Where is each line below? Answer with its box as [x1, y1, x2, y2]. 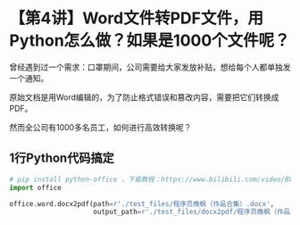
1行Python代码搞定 [9, 151, 114, 166]
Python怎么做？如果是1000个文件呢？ [9, 30, 290, 51]
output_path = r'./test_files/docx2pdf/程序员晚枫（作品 [93, 207, 291, 217]
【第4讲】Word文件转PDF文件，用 [9, 8, 263, 29]
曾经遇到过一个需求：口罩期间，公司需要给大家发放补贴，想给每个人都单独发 [9, 62, 291, 72]
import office [9, 183, 62, 192]
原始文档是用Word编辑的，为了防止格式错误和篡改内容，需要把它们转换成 [9, 91, 279, 103]
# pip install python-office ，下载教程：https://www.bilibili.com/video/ [9, 175, 286, 184]
